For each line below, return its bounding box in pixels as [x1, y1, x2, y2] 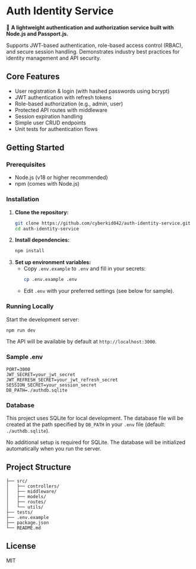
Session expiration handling [14, 112, 83, 120]
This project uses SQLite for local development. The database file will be [6, 415, 184, 421]
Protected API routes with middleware [14, 106, 108, 114]
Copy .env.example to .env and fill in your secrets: [23, 265, 146, 272]
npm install [14, 248, 45, 254]
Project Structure [6, 462, 71, 473]
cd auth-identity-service [14, 226, 79, 232]
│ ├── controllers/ [6, 483, 60, 489]
